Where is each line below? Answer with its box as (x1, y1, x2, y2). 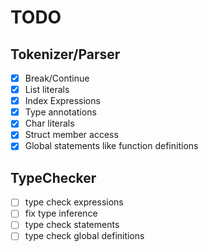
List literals (24, 84, 70, 96)
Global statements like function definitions (24, 140, 199, 152)
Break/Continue (24, 72, 90, 84)
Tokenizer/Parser (10, 46, 121, 63)
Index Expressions (24, 95, 101, 107)
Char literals (24, 117, 75, 130)
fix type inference (24, 207, 98, 220)
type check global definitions (24, 230, 145, 242)
